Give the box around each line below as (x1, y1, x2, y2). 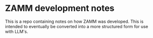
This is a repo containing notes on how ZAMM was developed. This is (5, 19, 144, 24)
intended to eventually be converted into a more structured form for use (5, 23, 149, 29)
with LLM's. (5, 28, 28, 34)
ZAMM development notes (5, 3, 115, 14)
